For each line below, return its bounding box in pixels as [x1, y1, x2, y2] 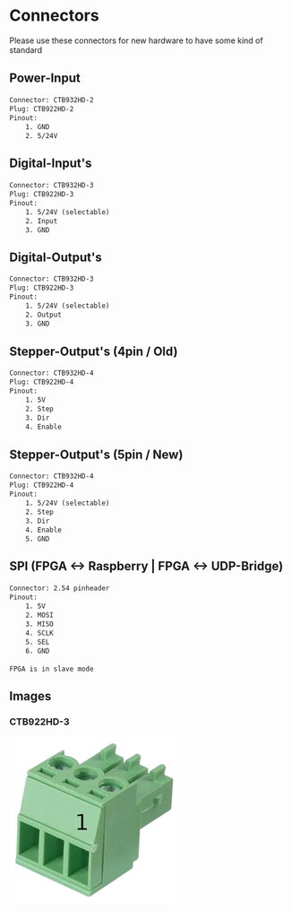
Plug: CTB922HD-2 [9, 104, 74, 113]
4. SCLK [25, 629, 54, 638]
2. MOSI [25, 611, 54, 620]
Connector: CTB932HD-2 [9, 95, 94, 104]
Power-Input [9, 71, 81, 86]
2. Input [25, 216, 58, 225]
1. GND [25, 122, 50, 131]
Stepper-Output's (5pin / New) [9, 447, 184, 462]
